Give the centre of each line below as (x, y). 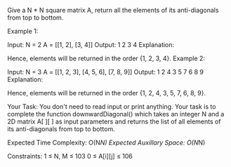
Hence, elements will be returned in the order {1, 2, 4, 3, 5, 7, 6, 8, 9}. (107, 93)
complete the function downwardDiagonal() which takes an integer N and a (116, 114)
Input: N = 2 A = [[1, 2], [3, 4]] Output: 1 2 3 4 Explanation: (91, 45)
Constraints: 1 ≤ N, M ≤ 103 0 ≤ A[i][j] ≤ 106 (70, 156)
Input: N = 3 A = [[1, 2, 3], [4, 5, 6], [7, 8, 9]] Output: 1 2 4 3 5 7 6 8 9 (105, 72)
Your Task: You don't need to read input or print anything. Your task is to (112, 107)
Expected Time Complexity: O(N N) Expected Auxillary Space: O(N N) (106, 142)
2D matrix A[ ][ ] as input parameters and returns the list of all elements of (114, 121)
